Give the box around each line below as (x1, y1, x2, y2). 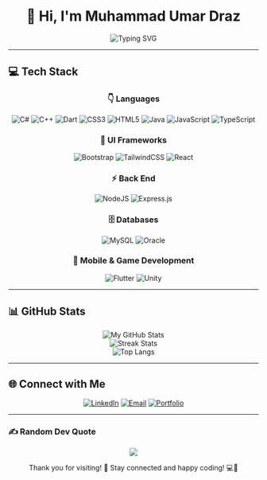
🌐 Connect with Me (8, 377, 106, 391)
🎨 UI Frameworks (99, 135, 168, 146)
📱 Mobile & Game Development (72, 255, 195, 266)
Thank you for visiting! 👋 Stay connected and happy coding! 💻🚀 (29, 462, 238, 472)
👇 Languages (106, 93, 161, 104)
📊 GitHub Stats (8, 305, 86, 318)
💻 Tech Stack (8, 65, 79, 79)
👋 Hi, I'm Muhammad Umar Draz (26, 7, 241, 25)
